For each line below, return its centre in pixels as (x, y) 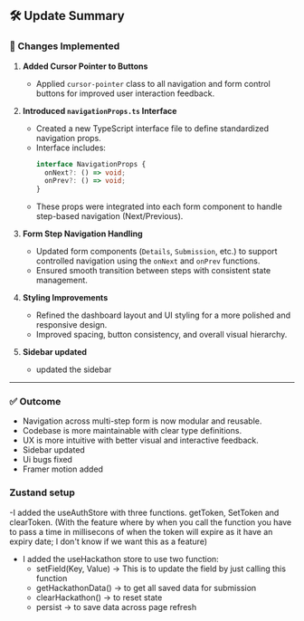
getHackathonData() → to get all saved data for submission (146, 588)
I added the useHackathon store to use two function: (120, 559)
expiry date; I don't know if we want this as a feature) (109, 541)
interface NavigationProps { (91, 164)
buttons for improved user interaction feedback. (125, 93)
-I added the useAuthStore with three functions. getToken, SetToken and (144, 512)
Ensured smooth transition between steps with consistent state (153, 271)
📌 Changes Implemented (65, 46)
